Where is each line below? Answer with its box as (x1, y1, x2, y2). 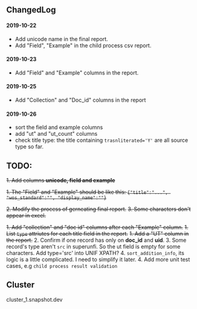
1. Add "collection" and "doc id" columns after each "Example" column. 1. (6, 224, 189, 231)
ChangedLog (6, 5, 56, 15)
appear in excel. (6, 212, 47, 219)
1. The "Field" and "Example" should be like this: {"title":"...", (6, 188, 168, 196)
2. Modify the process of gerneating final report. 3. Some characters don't (6, 205, 192, 213)
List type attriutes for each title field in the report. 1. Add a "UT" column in (6, 230, 189, 238)
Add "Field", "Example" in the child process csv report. (15, 42, 152, 49)
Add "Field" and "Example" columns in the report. (15, 69, 139, 76)
